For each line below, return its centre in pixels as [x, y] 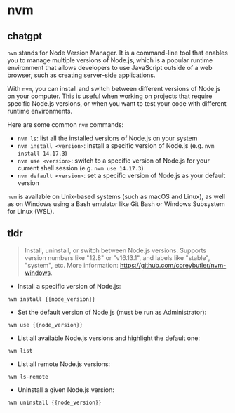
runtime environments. [40, 111]
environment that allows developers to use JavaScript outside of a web [110, 68]
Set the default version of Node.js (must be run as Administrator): [112, 312]
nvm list [20, 351]
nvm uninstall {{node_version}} [54, 402]
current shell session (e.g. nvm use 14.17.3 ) [80, 168]
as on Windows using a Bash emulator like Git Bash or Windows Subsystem [116, 204]
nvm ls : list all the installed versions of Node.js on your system [107, 138]
